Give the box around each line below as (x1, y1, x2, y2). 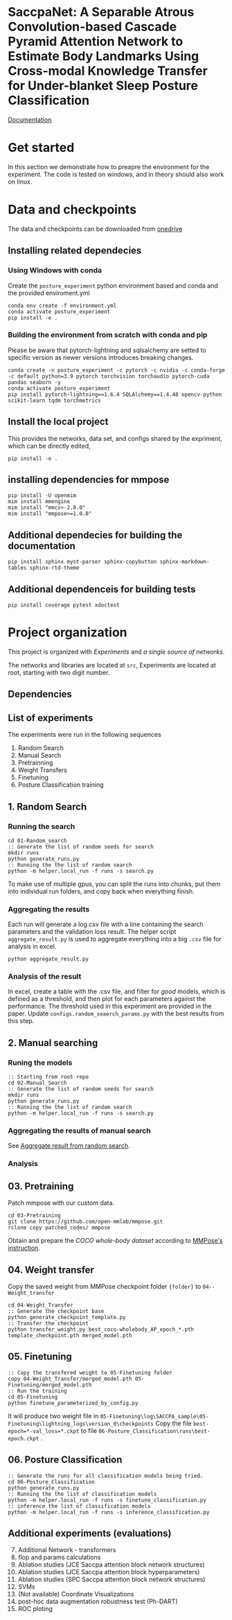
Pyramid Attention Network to (8, 34, 184, 49)
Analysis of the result (8, 972, 82, 982)
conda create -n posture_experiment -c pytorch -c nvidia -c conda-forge (8, 367, 226, 374)
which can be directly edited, (8, 442, 91, 450)
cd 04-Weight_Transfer (8, 1302, 73, 1309)
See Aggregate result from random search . (8, 1142, 130, 1150)
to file (80, 1426, 98, 1435)
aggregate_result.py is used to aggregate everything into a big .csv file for (8, 935, 222, 943)
